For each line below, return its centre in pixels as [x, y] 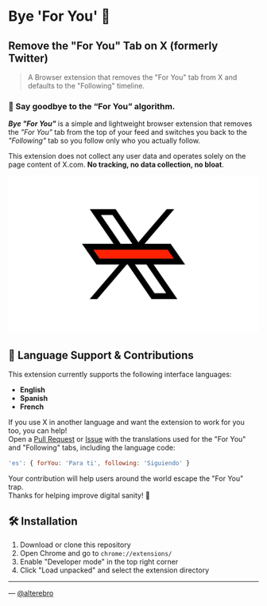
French [32, 407]
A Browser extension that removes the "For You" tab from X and [132, 77]
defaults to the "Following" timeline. [86, 86]
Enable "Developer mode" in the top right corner [99, 561]
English [33, 390]
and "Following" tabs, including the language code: [92, 448]
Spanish [34, 399]
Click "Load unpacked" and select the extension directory [114, 570]
